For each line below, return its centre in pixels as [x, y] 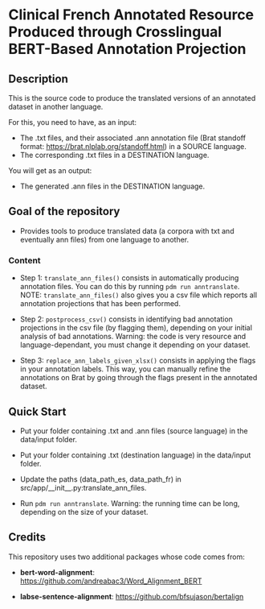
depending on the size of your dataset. [84, 512]
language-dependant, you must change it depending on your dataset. [135, 345]
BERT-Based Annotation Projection [127, 49]
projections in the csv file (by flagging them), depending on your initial [136, 328]
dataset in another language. [56, 107]
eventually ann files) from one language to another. [104, 239]
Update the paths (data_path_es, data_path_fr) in [101, 479]
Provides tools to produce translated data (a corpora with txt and [127, 230]
